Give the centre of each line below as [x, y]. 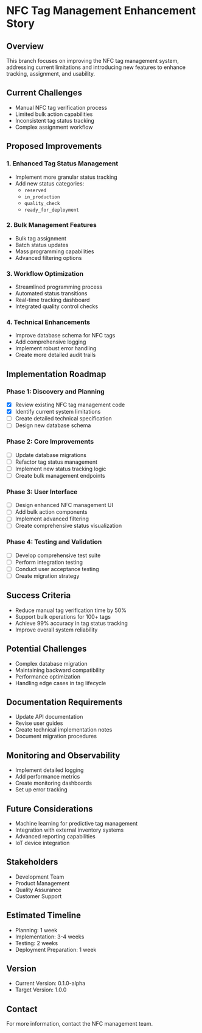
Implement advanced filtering [52, 519]
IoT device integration [42, 843]
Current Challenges [44, 93]
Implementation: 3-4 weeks [50, 937]
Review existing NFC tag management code [70, 405]
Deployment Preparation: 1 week [56, 949]
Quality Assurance [38, 890]
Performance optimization [48, 676]
